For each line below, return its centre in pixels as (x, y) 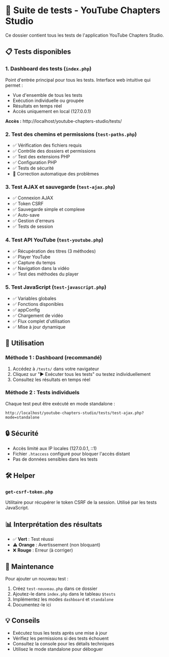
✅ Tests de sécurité (33, 168)
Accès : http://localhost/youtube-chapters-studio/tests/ (63, 121)
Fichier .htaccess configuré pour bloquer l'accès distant (71, 454)
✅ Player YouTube (31, 257)
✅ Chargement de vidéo (38, 315)
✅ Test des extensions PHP (41, 156)
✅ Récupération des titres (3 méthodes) (54, 251)
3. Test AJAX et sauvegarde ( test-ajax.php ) (60, 187)
